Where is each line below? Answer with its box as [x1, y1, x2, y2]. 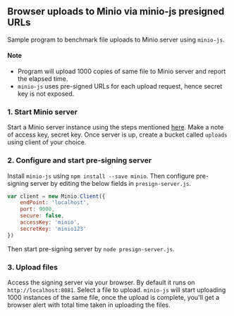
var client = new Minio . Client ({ [7, 193, 106, 200]
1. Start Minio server [7, 107, 78, 117]
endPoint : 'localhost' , [20, 199, 90, 206]
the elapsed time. [17, 75, 68, 83]
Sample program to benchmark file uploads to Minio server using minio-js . [7, 35, 225, 44]
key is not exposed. [17, 89, 75, 98]
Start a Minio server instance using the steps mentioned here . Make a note [7, 123, 224, 132]
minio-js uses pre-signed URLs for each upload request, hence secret [17, 82, 223, 91]
